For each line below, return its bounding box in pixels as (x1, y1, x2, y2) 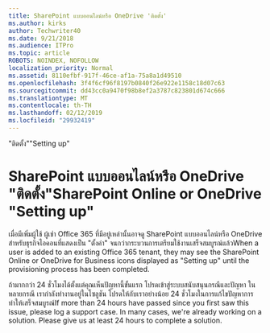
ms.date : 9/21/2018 (8, 34, 74, 43)
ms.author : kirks (8, 19, 67, 27)
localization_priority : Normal (8, 64, 114, 72)
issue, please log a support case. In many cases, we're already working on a (8, 306, 262, 316)
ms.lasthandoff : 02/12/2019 (8, 109, 103, 117)
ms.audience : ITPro (8, 42, 74, 50)
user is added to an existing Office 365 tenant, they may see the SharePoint (8, 247, 260, 257)
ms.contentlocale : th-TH (8, 101, 92, 109)
